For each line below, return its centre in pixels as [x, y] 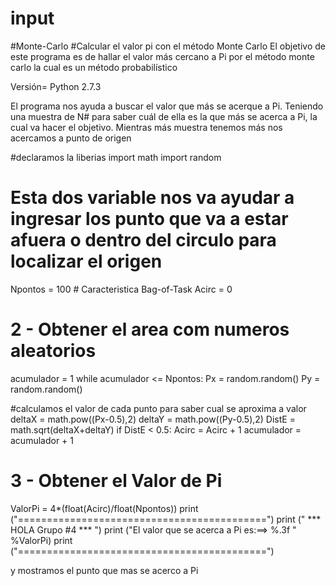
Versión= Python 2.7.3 [56, 86]
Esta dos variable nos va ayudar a [152, 198]
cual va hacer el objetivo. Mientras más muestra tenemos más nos [146, 127]
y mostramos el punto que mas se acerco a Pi [104, 570]
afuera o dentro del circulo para [143, 240]
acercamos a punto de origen [71, 138]
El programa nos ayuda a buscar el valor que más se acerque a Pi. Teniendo [167, 106]
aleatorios [53, 351]
